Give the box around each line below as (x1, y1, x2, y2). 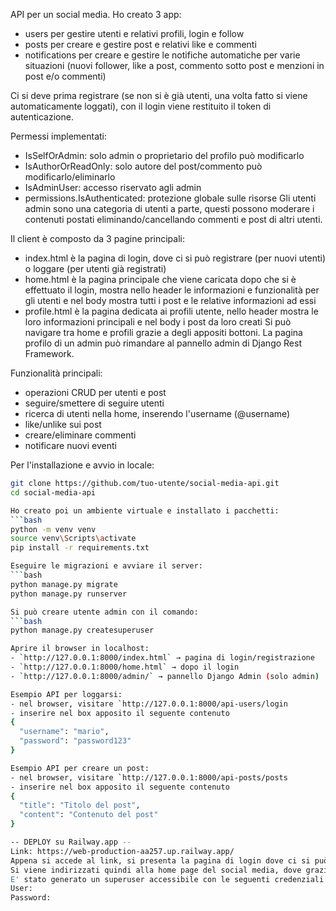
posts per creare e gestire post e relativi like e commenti (24, 39, 257, 50)
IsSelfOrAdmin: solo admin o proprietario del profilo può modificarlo (24, 150, 305, 161)
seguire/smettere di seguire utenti (24, 397, 165, 409)
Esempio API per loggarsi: (10, 689, 123, 699)
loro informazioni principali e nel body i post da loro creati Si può (24, 316, 292, 328)
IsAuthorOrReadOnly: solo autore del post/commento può (24, 160, 263, 172)
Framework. (24, 348, 75, 359)
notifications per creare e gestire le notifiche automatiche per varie (24, 49, 301, 61)
